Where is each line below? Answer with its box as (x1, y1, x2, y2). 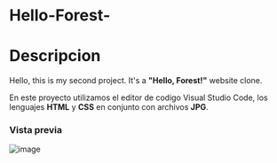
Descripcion (9, 46, 101, 66)
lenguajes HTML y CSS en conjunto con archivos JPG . (9, 102, 209, 113)
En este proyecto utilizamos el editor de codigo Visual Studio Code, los (9, 92, 268, 103)
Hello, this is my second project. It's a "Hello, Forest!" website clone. (9, 75, 263, 86)
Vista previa (9, 124, 63, 136)
